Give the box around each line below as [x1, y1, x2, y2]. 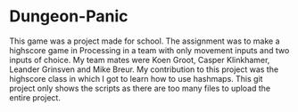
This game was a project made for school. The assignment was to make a [9, 36, 280, 46]
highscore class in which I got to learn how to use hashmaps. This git [9, 73, 263, 84]
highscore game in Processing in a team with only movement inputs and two [9, 44, 290, 55]
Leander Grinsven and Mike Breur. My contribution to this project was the [9, 64, 279, 75]
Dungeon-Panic [9, 6, 128, 27]
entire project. [9, 92, 61, 103]
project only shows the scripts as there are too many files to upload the [9, 83, 270, 93]
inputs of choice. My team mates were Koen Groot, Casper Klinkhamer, [9, 54, 270, 65]
